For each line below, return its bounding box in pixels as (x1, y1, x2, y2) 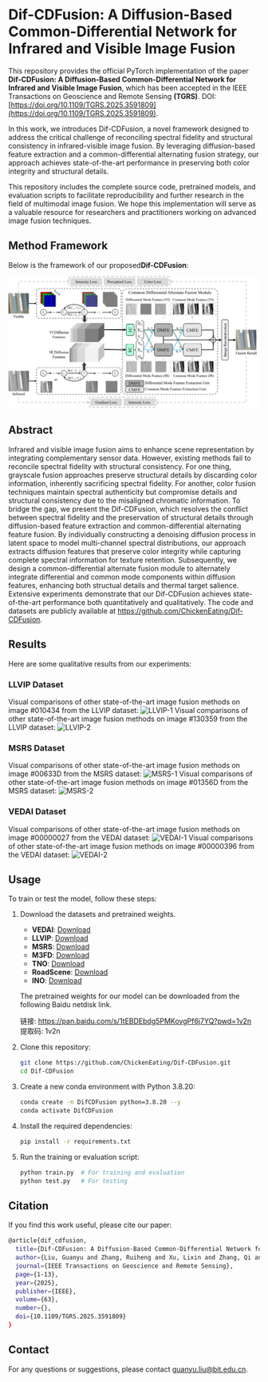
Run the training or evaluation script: (19, 1152, 140, 1161)
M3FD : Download (31, 950, 90, 960)
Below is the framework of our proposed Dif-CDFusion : (8, 260, 189, 269)
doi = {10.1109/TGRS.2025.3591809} (15, 1312, 127, 1320)
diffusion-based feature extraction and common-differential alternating (8, 521, 242, 531)
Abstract (8, 424, 53, 437)
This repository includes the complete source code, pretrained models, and (8, 181, 256, 191)
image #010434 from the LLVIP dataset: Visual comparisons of (8, 705, 249, 715)
